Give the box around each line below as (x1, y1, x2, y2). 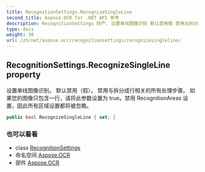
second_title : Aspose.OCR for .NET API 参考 (6, 15, 120, 21)
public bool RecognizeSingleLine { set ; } (6, 114, 116, 120)
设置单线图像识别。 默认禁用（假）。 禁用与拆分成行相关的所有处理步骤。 (6, 86, 189, 94)
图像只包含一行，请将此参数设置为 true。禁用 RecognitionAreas (22, 94, 182, 102)
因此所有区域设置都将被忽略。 (16, 102, 92, 109)
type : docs (6, 26, 34, 32)
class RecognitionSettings (15, 144, 81, 151)
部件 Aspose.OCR (15, 159, 60, 166)
